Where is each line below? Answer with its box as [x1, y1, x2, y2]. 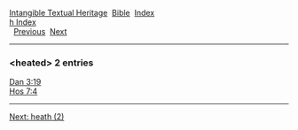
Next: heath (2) [9, 111, 65, 122]
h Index [9, 17, 37, 27]
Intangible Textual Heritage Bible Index [9, 8, 155, 18]
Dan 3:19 [9, 77, 42, 88]
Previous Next [12, 27, 67, 36]
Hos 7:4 [9, 86, 38, 96]
